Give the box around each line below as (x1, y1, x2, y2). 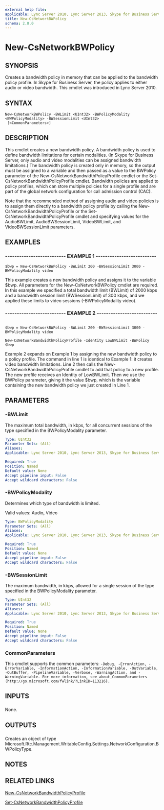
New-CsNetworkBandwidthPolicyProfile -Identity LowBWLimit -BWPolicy (5, 338, 150, 343)
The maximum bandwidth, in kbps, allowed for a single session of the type (5, 582, 155, 588)
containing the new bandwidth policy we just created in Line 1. (5, 382, 130, 388)
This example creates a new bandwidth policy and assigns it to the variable (5, 277, 156, 283)
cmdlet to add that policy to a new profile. (75, 366, 159, 372)
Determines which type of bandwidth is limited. (5, 500, 100, 506)
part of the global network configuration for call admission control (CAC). (5, 188, 152, 194)
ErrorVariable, (5, 666, 36, 671)
